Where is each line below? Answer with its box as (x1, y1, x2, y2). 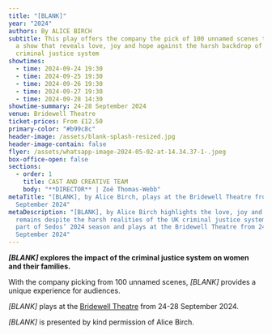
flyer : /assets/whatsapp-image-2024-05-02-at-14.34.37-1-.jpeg (8, 148, 227, 156)
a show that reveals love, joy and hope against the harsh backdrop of (15, 42, 263, 50)
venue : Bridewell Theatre (8, 110, 96, 118)
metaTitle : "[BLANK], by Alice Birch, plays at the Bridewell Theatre (8, 192, 252, 201)
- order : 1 (15, 170, 53, 178)
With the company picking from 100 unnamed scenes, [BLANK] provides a (8, 277, 257, 286)
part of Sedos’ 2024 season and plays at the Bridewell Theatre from (15, 223, 255, 231)
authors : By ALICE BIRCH (8, 27, 92, 35)
